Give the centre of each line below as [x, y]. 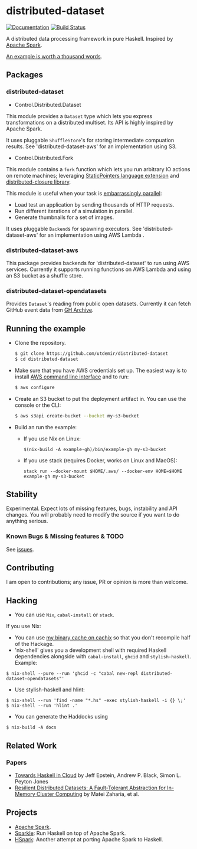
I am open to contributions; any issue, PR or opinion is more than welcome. [97, 582]
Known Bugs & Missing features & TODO [65, 537]
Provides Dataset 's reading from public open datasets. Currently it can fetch [98, 304]
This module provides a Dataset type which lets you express [79, 116]
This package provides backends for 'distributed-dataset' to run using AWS [98, 263]
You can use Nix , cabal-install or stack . [64, 615]
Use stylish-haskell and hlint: [50, 690]
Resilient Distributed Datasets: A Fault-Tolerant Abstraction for [90, 788]
